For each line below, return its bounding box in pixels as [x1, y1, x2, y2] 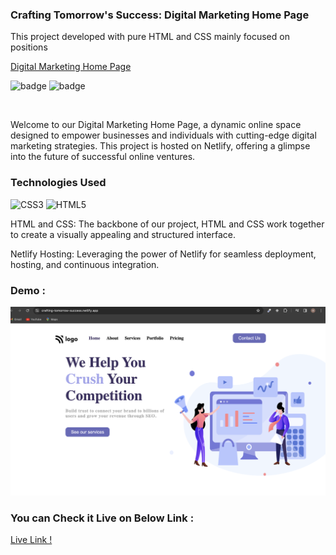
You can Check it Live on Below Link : [10, 511, 195, 525]
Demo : [10, 283, 46, 297]
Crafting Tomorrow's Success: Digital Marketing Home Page [10, 8, 310, 22]
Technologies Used [10, 176, 107, 190]
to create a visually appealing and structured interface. [10, 228, 237, 240]
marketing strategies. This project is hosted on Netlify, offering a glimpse [10, 140, 311, 152]
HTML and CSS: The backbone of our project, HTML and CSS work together [10, 218, 325, 230]
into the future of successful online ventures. [10, 151, 196, 163]
